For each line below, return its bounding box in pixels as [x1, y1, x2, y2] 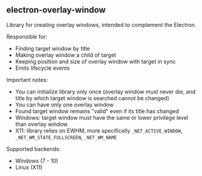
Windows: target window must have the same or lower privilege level [15, 114, 189, 121]
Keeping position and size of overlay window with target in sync [15, 57, 176, 65]
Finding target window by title [15, 45, 90, 52]
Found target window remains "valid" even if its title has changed [15, 107, 179, 115]
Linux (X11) [15, 163, 43, 170]
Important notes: [6, 76, 48, 83]
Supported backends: [6, 145, 61, 152]
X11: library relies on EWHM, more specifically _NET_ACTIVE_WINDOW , [15, 127, 183, 134]
